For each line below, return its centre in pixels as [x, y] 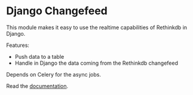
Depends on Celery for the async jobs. [54, 74]
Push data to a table [39, 56]
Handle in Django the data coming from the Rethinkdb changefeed [96, 63]
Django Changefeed [57, 11]
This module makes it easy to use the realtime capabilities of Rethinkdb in [96, 27]
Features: [18, 45]
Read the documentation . [37, 86]
